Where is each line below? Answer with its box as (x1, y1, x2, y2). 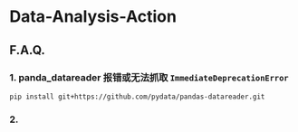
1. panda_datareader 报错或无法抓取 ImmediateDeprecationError (9, 71, 289, 83)
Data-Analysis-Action (9, 6, 177, 27)
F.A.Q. (9, 42, 45, 58)
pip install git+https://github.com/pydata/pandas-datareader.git (9, 92, 265, 101)
